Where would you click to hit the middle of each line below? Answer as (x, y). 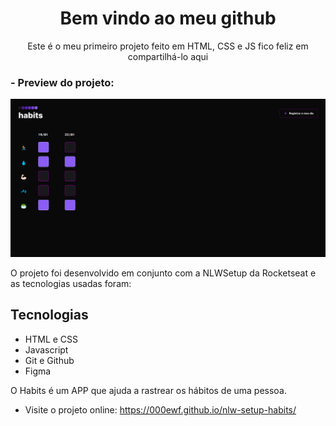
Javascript (46, 349)
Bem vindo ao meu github (168, 18)
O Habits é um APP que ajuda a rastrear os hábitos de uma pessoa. (148, 390)
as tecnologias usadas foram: (71, 283)
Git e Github (49, 360)
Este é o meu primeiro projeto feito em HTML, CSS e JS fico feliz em (168, 46)
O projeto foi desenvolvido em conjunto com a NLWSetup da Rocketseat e (163, 273)
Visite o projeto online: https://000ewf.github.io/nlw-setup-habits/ (160, 409)
